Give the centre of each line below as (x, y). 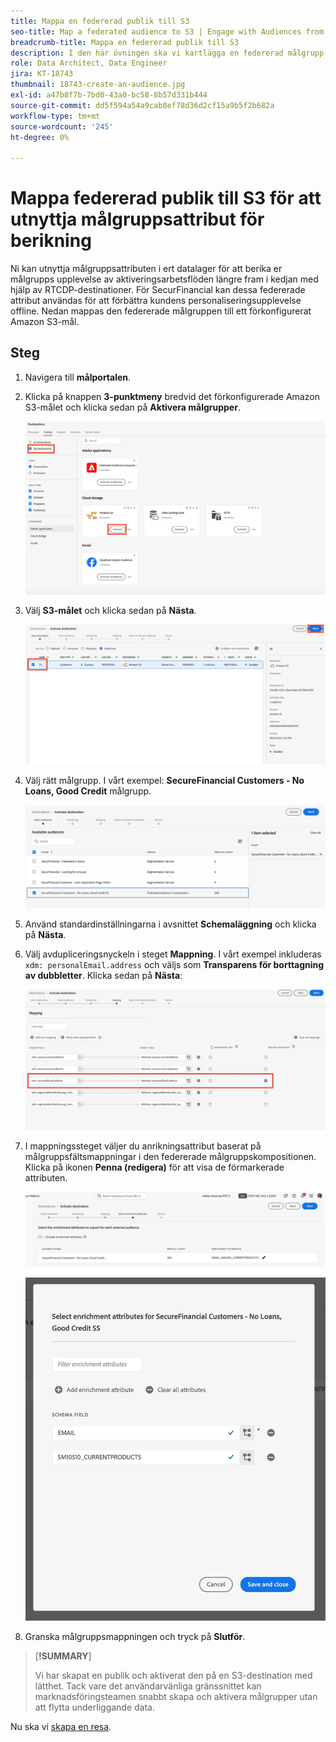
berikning (51, 241)
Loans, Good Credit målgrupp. (88, 791)
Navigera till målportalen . (78, 377)
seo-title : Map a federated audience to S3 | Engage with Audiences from (167, 31)
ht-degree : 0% (40, 137)
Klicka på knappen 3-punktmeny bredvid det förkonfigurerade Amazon (172, 396)
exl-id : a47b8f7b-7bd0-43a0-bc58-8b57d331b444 (109, 95)
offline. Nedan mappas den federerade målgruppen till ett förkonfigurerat (161, 311)
